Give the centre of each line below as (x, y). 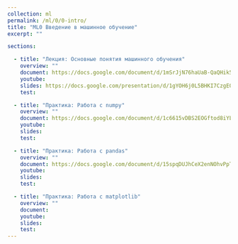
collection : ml (30, 14)
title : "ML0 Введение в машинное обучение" (73, 27)
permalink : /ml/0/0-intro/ (47, 21)
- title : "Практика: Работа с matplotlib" (77, 196)
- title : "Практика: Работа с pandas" (71, 151)
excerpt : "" (25, 34)
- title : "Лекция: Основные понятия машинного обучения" (100, 60)
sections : (22, 47)
